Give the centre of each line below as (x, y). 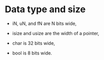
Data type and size (45, 9)
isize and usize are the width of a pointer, (56, 33)
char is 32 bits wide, (34, 43)
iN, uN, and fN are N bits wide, (44, 23)
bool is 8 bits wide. (32, 53)
